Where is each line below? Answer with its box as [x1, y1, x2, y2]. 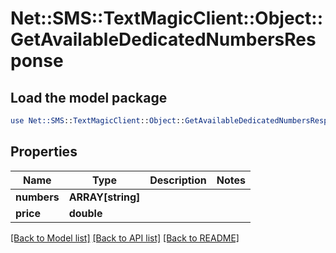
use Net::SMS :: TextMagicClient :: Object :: [10, 116, 186, 126]
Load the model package [10, 89, 168, 106]
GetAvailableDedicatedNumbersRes [10, 28, 317, 51]
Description [149, 173, 207, 187]
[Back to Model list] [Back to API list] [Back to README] [10, 232, 240, 244]
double [68, 206, 103, 220]
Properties [10, 143, 78, 161]
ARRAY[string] [68, 190, 141, 204]
